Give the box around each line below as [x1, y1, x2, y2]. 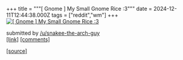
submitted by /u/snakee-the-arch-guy [6, 29, 100, 37]
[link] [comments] [6, 36, 50, 43]
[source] [6, 47, 28, 55]
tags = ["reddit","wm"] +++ [51, 11, 119, 19]
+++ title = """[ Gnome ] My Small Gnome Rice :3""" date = [6, 5, 152, 12]
